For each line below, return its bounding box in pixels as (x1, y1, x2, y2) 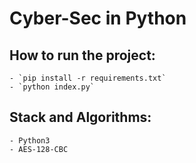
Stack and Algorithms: (9, 109, 152, 126)
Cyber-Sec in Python (9, 7, 187, 30)
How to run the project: (9, 47, 156, 64)
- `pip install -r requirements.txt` (9, 73, 167, 83)
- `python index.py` (9, 82, 96, 92)
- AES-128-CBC (9, 144, 69, 154)
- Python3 (9, 135, 51, 146)
